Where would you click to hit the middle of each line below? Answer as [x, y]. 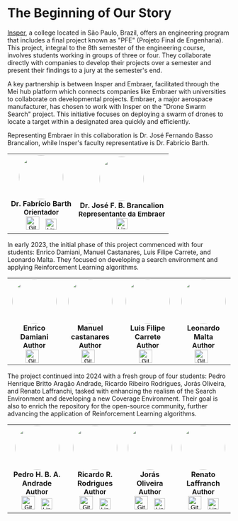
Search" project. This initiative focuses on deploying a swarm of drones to [115, 114]
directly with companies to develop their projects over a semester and [109, 62]
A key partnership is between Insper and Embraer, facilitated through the [113, 84]
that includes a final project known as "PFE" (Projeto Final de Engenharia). [115, 40]
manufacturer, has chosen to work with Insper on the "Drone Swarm [107, 106]
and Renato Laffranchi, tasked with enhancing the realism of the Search [112, 391]
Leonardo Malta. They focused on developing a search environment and [113, 259]
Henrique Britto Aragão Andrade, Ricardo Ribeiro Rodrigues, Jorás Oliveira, [117, 383]
